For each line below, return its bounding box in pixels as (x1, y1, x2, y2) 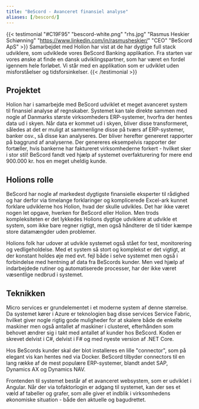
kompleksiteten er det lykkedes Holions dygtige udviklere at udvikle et (6, 215, 178, 223)
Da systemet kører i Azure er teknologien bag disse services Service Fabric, (6, 310, 191, 317)
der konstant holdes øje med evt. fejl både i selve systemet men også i (6, 252, 178, 259)
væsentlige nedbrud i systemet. (6, 271, 84, 278)
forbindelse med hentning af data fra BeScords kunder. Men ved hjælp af (6, 259, 185, 266)
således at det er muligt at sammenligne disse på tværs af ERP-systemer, (6, 126, 185, 133)
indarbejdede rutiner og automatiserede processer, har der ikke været (6, 265, 176, 272)
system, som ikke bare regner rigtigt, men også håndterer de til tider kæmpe (6, 222, 192, 229)
